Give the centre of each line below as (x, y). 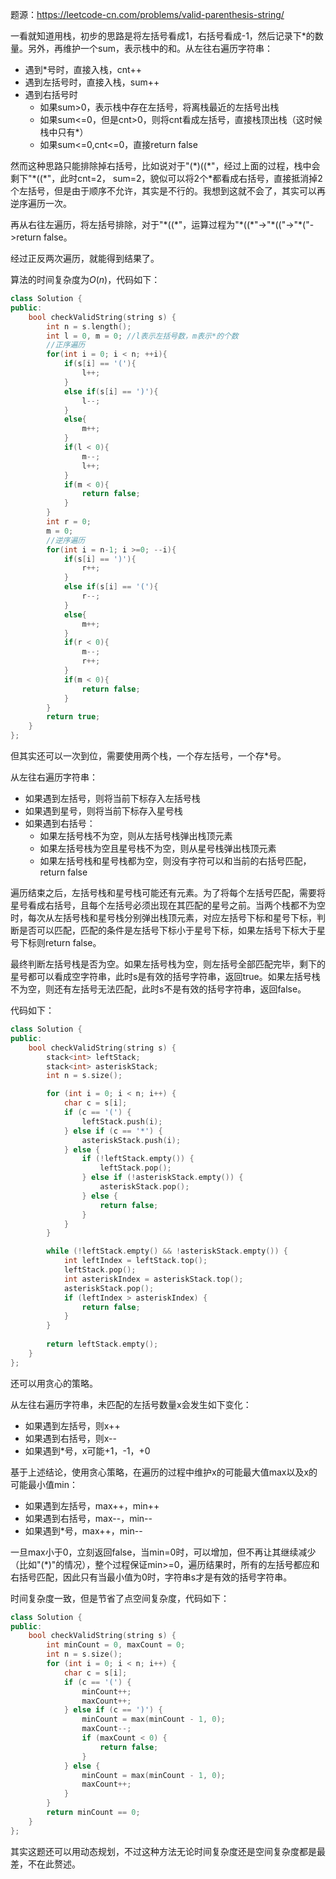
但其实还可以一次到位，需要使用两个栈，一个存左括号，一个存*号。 (148, 756)
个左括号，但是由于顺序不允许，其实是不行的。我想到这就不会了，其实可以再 (168, 191)
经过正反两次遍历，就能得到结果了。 (85, 258)
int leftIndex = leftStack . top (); (135, 1261)
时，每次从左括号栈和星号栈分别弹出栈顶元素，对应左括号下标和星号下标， (163, 917)
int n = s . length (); (89, 326)
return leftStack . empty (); (102, 1344)
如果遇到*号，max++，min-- (83, 1530)
